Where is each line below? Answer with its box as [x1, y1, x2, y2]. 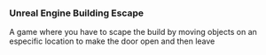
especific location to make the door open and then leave [9, 36, 215, 46]
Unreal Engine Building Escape [9, 7, 145, 19]
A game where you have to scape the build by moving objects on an [9, 27, 257, 38]
